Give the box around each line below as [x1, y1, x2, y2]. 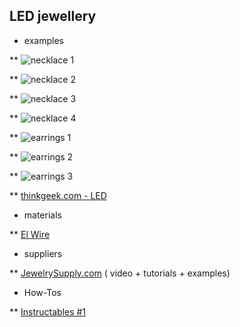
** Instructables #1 [9, 305, 87, 318]
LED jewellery [9, 8, 97, 25]
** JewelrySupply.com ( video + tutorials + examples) [9, 267, 231, 279]
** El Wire [9, 228, 51, 240]
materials [23, 209, 62, 221]
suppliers [23, 247, 63, 259]
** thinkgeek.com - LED [9, 189, 107, 201]
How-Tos [23, 286, 62, 298]
